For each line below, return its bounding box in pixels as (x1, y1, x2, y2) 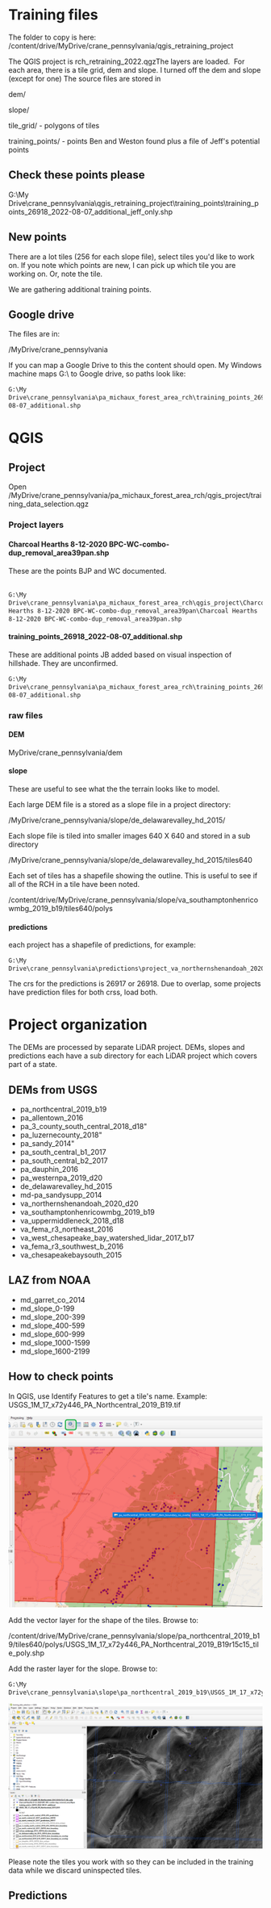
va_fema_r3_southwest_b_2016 (19, 1241, 123, 1251)
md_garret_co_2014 (19, 1295, 86, 1304)
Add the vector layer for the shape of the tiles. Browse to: (8, 1615, 199, 1625)
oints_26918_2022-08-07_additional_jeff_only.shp (8, 207, 173, 216)
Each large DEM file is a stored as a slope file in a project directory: (8, 800, 231, 810)
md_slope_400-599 (19, 1320, 85, 1330)
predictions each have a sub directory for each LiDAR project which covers (8, 1051, 258, 1061)
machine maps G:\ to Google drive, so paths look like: (8, 369, 186, 379)
